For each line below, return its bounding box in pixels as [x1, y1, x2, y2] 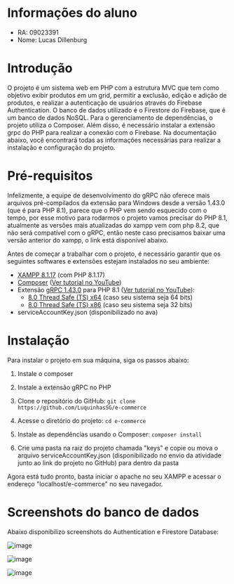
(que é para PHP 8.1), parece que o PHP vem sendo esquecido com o [7, 206, 207, 214]
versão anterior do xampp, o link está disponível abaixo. [7, 235, 169, 244]
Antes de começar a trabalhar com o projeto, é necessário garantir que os [7, 249, 221, 258]
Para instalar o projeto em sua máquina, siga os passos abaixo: [7, 356, 189, 364]
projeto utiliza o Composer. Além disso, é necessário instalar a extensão [7, 121, 216, 129]
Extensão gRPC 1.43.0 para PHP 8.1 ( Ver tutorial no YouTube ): [17, 285, 195, 294]
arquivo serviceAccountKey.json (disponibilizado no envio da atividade [17, 451, 222, 460]
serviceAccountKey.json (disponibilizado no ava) [17, 308, 158, 316]
